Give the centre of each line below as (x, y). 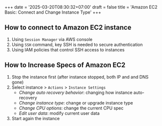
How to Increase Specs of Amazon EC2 (65, 65)
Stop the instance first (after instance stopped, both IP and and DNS (80, 77)
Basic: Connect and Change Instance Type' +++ (53, 12)
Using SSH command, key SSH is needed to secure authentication (77, 44)
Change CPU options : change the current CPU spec (71, 108)
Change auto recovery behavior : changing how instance (76, 92)
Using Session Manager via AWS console (52, 39)
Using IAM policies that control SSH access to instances (68, 50)
